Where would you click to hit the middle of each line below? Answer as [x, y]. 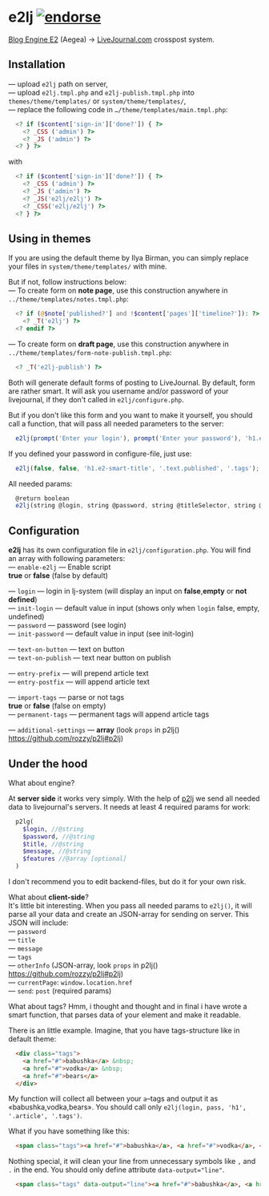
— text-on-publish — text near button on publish [90, 658]
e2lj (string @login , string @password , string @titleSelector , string [136, 506]
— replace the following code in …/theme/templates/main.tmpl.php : [118, 109]
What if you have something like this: [69, 1131]
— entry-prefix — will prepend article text [79, 673]
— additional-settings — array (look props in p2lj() [94, 730]
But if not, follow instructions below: [68, 282]
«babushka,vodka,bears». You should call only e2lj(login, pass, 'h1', [127, 1107]
